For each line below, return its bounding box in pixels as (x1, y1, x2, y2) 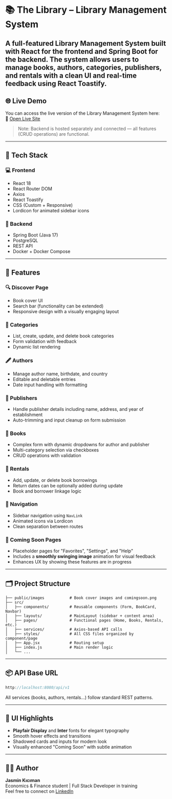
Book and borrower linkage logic (12, 488, 82, 494)
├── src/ (5, 600, 24, 605)
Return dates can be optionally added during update (12, 482, 123, 488)
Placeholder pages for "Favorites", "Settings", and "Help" (12, 548, 134, 554)
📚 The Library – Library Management (5, 4, 167, 16)
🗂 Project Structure (5, 579, 71, 588)
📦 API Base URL (5, 669, 58, 678)
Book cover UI (12, 298, 43, 304)
